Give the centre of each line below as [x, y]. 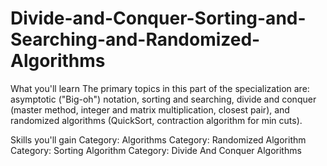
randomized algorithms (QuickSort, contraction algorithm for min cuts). [156, 120]
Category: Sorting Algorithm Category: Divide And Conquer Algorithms [156, 150]
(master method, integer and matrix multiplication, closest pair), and [150, 109]
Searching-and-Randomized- [135, 39]
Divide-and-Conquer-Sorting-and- [158, 18]
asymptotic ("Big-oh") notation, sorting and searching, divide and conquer [163, 99]
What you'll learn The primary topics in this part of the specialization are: [160, 88]
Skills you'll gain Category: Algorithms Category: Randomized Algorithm [158, 139]
